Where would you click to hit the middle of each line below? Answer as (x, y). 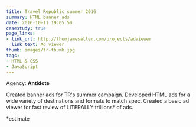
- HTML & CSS (22, 61)
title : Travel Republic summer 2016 (51, 12)
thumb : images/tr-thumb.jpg (41, 50)
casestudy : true (26, 28)
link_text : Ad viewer (38, 45)
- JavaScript (22, 66)
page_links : (21, 34)
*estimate (18, 119)
